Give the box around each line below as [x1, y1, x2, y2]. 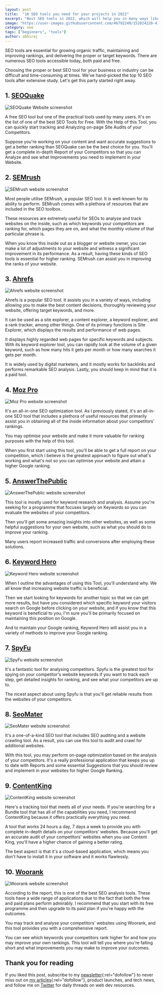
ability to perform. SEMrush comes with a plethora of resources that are [5, 201, 148, 207]
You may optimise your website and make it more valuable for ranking [5, 433, 145, 439]
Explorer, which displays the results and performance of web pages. [5, 327, 142, 333]
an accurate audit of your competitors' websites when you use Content [5, 834, 147, 840]
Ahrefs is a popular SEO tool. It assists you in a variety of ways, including [5, 297, 151, 303]
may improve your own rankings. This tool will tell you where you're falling [5, 940, 153, 945]
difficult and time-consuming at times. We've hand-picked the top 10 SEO [5, 72, 152, 78]
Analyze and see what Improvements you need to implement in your [5, 154, 141, 160]
